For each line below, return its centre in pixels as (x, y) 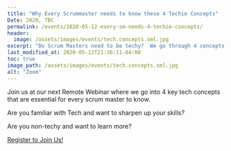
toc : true (22, 59)
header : (18, 33)
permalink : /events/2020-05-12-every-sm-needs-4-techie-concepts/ (105, 26)
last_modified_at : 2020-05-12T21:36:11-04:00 (74, 53)
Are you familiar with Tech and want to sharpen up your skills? (96, 113)
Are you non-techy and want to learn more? (69, 126)
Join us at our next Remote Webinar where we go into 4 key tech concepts (114, 92)
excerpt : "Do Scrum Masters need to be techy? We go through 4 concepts (116, 46)
